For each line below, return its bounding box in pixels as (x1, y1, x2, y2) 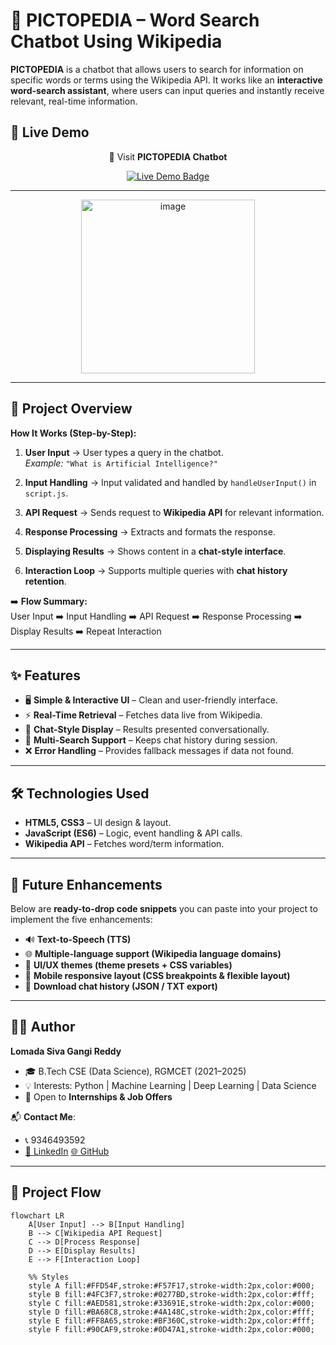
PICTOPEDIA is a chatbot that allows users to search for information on (10, 63, 304, 75)
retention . (24, 575, 67, 587)
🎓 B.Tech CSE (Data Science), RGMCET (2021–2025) (24, 1065, 247, 1077)
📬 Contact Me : (10, 1110, 76, 1123)
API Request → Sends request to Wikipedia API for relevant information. (24, 506, 325, 518)
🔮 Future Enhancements (10, 876, 163, 893)
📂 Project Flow (10, 1184, 102, 1201)
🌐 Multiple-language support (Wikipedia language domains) (24, 948, 282, 959)
